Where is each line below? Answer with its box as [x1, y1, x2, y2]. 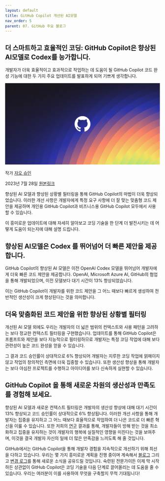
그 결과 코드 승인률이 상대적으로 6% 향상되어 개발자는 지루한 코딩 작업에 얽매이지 [5, 353, 160, 359]
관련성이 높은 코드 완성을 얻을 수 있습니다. [5, 343, 85, 348]
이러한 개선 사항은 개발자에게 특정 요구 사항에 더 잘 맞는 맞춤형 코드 [23, 197, 152, 203]
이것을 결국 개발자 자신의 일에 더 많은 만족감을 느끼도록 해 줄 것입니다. [11, 435, 145, 441]
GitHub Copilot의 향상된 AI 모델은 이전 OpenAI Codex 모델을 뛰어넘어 [5, 265, 140, 271]
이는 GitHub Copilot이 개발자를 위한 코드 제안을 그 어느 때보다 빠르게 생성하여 [5, 288, 154, 294]
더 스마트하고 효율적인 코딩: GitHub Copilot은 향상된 [5, 43, 156, 52]
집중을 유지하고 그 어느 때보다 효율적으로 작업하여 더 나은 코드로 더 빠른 [18, 416, 155, 422]
